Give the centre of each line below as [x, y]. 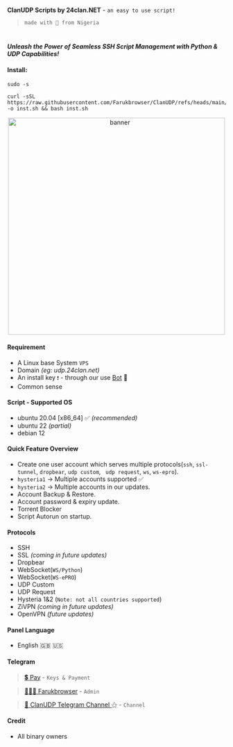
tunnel [27, 472]
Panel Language [31, 630]
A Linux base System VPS [53, 362]
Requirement [26, 347]
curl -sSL [21, 96]
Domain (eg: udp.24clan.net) [58, 370]
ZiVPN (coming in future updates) [65, 607]
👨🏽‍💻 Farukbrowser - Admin [62, 691]
